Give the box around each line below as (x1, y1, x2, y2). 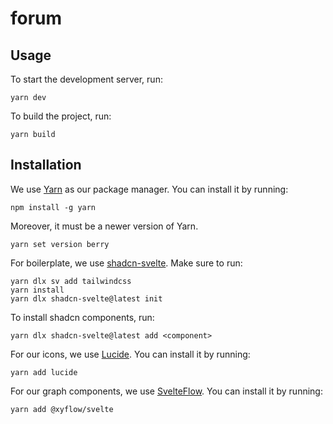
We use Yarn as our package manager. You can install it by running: (10, 183, 289, 195)
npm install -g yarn (10, 202, 97, 212)
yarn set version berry (10, 239, 110, 249)
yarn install (10, 285, 65, 295)
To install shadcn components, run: (10, 311, 155, 323)
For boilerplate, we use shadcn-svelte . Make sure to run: (10, 257, 243, 269)
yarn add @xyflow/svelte (10, 404, 114, 414)
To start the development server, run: (10, 73, 163, 85)
